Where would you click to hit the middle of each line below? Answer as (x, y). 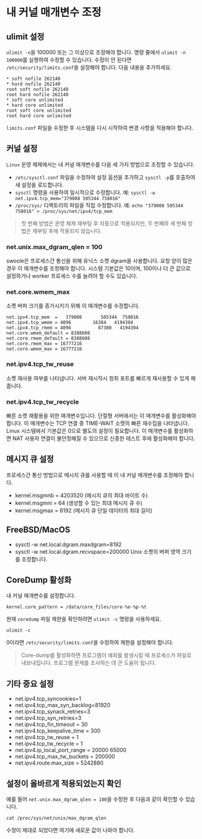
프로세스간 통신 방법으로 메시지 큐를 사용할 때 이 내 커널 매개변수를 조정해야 (95, 475)
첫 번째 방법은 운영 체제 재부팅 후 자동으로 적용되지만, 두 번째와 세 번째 (104, 223)
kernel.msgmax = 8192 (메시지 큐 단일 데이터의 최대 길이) (84, 510)
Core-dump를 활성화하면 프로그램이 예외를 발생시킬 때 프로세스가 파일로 (106, 655)
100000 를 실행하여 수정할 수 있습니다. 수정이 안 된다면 (69, 60)
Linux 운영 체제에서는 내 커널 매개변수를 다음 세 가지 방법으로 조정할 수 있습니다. (100, 164)
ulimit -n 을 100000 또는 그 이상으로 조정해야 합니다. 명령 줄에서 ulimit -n (96, 52)
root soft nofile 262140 (37, 89)
